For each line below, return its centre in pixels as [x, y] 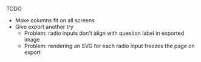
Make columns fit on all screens [55, 20]
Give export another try [44, 27]
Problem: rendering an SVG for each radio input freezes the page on [110, 46]
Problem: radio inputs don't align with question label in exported [104, 33]
